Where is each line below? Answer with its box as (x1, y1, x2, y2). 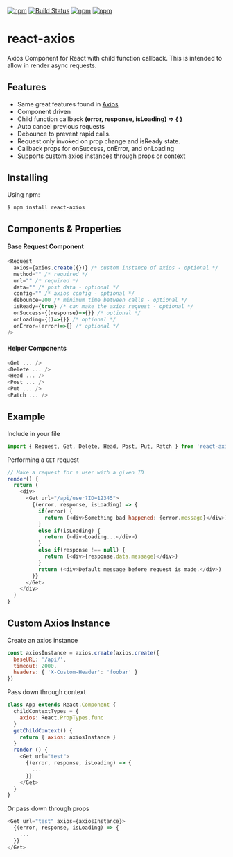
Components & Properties (7, 223, 121, 234)
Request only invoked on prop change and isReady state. (17, 136, 180, 145)
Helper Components (7, 344, 67, 353)
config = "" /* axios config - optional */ (13, 290, 135, 297)
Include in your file (7, 429, 60, 438)
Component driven (17, 107, 71, 115)
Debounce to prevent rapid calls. (17, 129, 111, 138)
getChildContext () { (13, 727, 73, 734)
